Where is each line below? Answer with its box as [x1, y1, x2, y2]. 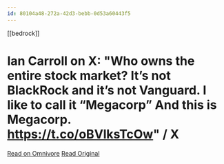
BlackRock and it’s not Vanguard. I [7, 82, 207, 98]
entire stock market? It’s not [7, 68, 171, 83]
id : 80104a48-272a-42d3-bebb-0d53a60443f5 [7, 10, 131, 17]
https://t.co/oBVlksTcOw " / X [7, 126, 179, 142]
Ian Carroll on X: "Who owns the [7, 53, 195, 69]
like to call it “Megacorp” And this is [7, 97, 217, 112]
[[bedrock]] [7, 29, 40, 37]
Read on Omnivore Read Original [7, 149, 100, 157]
